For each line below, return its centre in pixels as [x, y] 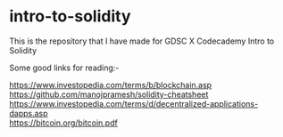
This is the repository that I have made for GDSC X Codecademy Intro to [142, 41]
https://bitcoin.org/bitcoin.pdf [63, 123]
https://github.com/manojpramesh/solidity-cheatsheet [109, 94]
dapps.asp [29, 113]
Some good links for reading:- [64, 68]
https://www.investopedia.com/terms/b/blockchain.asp [111, 85]
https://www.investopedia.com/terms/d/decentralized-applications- [134, 103]
